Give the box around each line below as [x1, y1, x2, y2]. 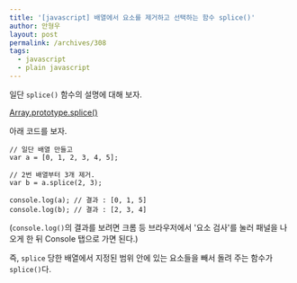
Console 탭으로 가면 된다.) [44, 233, 139, 243]
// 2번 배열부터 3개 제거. [9, 170, 95, 180]
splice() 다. [9, 263, 52, 274]
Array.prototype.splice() [9, 107, 98, 118]
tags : [9, 47, 30, 56]
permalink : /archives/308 [9, 38, 106, 48]
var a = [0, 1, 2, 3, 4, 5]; [9, 153, 119, 162]
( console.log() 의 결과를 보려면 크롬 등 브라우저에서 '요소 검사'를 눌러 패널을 [9, 222, 278, 233]
